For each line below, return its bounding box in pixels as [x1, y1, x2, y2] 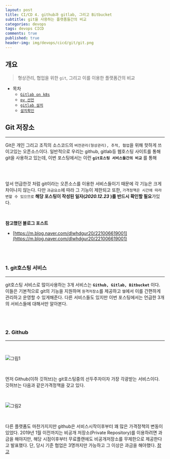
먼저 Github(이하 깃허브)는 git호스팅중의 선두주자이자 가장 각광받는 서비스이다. [5, 376, 160, 382]
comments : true [5, 31, 37, 36]
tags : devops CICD [5, 26, 44, 31]
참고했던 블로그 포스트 [5, 220, 49, 226]
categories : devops [5, 21, 47, 27]
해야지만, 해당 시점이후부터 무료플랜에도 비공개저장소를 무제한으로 [14, 436, 145, 442]
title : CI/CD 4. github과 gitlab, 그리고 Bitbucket [5, 12, 112, 17]
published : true [5, 36, 39, 41]
